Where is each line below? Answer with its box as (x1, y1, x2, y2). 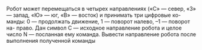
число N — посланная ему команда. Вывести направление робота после (6, 31, 197, 38)
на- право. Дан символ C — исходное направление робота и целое (6, 24, 182, 31)
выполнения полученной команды (6, 37, 96, 44)
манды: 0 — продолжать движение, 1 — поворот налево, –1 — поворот (6, 18, 190, 25)
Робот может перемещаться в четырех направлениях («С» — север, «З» (6, 5, 197, 12)
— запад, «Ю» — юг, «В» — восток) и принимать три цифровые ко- (6, 11, 181, 19)
